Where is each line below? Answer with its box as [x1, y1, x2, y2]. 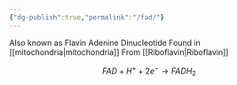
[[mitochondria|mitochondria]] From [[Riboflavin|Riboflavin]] [9, 46, 229, 58]
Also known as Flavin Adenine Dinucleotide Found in [9, 37, 201, 48]
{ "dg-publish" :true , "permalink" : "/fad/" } [9, 12, 165, 22]
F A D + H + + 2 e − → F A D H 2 [101, 64, 197, 78]
